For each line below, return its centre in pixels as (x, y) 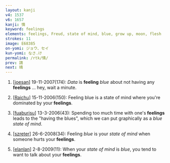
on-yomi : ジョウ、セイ (27, 48)
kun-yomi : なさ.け (24, 53)
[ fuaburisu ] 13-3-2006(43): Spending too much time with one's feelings (89, 113)
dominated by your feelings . (42, 103)
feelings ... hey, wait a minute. (45, 87)
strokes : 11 (18, 39)
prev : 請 (14, 63)
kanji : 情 (15, 24)
